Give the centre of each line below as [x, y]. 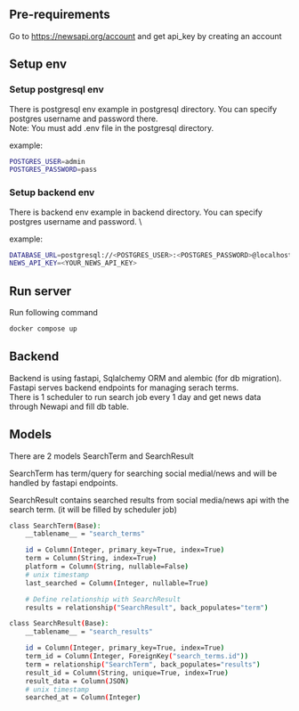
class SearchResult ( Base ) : [59, 624]
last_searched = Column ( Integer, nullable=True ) [117, 583]
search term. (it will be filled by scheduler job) [93, 509]
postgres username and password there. [84, 118]
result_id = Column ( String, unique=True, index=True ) [127, 673]
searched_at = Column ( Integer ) [83, 698]
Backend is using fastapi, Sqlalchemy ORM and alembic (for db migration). [145, 378]
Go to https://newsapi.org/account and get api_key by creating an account [145, 36]
